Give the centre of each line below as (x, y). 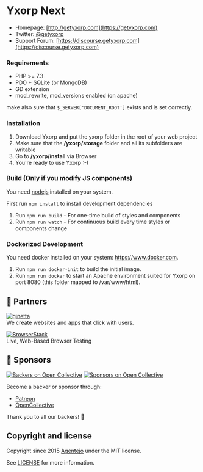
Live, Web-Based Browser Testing (49, 341)
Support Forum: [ (37, 40)
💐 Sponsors (29, 360)
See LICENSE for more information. (50, 462)
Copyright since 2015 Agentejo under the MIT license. (74, 451)
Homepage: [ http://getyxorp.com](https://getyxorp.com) (86, 27)
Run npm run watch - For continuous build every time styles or (93, 222)
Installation (23, 123)
